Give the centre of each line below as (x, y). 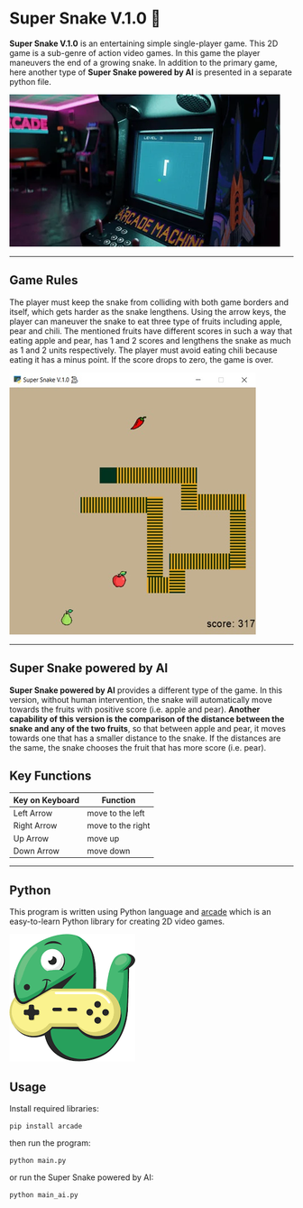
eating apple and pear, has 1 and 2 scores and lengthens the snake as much (150, 340)
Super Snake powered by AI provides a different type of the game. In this (146, 690)
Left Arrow (32, 813)
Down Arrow (37, 851)
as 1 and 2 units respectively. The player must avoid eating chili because (143, 350)
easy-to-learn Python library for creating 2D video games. (117, 922)
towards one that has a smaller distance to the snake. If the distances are (145, 738)
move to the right (119, 825)
